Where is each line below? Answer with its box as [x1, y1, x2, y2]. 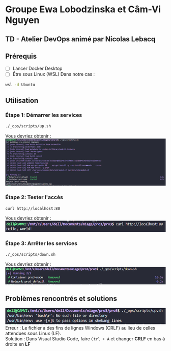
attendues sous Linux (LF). [5, 330, 61, 337]
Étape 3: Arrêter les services [5, 240, 78, 247]
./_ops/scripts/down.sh [5, 252, 56, 257]
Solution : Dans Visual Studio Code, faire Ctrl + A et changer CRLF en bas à [5, 336, 165, 342]
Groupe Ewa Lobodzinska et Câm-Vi [5, 4, 161, 15]
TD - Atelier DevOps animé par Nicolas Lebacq [5, 35, 156, 43]
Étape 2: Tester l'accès [5, 194, 64, 201]
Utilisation [5, 96, 39, 105]
